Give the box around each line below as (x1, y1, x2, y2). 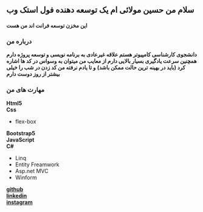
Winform (15, 174, 38, 181)
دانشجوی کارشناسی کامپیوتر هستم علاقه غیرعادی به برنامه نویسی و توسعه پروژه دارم (6, 51, 198, 58)
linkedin (6, 192, 27, 199)
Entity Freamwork (15, 161, 60, 168)
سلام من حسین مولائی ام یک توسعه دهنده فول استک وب (6, 5, 194, 15)
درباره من (6, 37, 32, 45)
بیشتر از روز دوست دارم (6, 70, 60, 78)
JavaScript (6, 136, 35, 143)
